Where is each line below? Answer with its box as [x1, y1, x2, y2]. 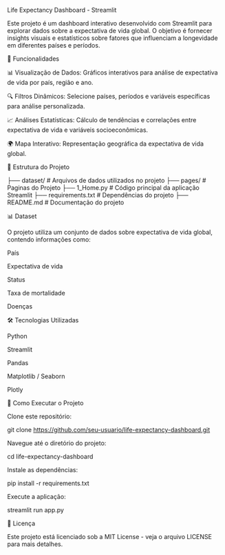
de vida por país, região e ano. [7, 79, 94, 86]
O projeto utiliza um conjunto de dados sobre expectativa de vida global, [7, 228, 213, 236]
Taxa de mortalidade [7, 289, 65, 297]
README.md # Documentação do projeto [7, 198, 125, 206]
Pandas [7, 359, 29, 367]
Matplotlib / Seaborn [7, 372, 65, 380]
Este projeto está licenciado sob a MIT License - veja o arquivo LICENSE [7, 533, 212, 541]
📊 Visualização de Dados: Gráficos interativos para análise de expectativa [7, 68, 218, 77]
